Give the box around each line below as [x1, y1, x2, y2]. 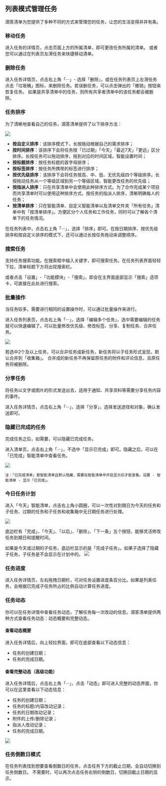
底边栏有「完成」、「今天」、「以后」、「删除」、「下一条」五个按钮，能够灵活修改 [5, 528, 161, 534]
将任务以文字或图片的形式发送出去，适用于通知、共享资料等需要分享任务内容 [5, 387, 161, 393]
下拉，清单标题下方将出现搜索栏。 [5, 264, 75, 269]
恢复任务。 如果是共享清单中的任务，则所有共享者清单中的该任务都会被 [5, 89, 149, 95]
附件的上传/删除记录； [12, 716, 58, 722]
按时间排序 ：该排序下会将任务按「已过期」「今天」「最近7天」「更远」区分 [12, 147, 160, 153]
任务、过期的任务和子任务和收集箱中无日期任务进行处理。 [9, 509, 126, 515]
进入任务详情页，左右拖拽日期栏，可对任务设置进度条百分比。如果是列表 [5, 577, 152, 583]
